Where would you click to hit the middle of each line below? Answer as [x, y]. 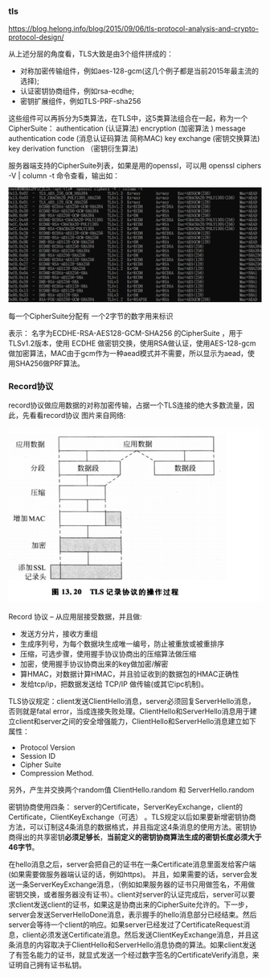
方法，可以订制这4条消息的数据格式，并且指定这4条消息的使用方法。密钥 [129, 827]
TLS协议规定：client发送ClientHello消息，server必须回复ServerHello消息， [132, 702]
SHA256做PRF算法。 [49, 363]
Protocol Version [47, 747]
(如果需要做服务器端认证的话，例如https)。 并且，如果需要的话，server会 [129, 875]
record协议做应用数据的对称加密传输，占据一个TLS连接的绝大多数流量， [128, 405]
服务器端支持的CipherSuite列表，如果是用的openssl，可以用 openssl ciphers [135, 166]
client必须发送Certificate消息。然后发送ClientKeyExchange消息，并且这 [141, 935]
